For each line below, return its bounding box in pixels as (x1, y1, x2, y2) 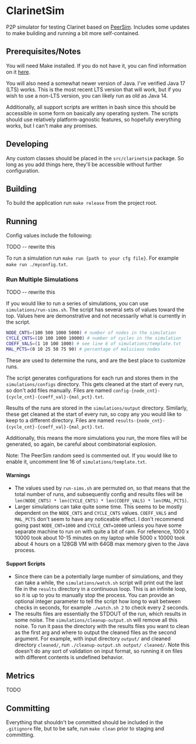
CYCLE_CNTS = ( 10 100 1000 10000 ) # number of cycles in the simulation (6, 335, 181, 342)
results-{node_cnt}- (115, 418, 165, 423)
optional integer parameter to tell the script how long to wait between (14, 598, 181, 605)
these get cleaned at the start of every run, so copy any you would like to (6, 411, 182, 418)
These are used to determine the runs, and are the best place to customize (6, 357, 185, 364)
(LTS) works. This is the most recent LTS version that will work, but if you (6, 86, 181, 93)
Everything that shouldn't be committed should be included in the (6, 719, 163, 726)
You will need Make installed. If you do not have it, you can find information (6, 62, 187, 69)
